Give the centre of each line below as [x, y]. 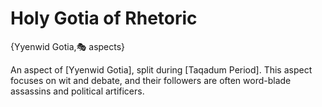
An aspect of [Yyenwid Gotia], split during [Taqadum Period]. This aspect [161, 69]
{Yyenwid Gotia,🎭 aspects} [68, 46]
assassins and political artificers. [77, 91]
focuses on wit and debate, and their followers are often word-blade [151, 80]
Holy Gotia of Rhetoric [104, 18]
